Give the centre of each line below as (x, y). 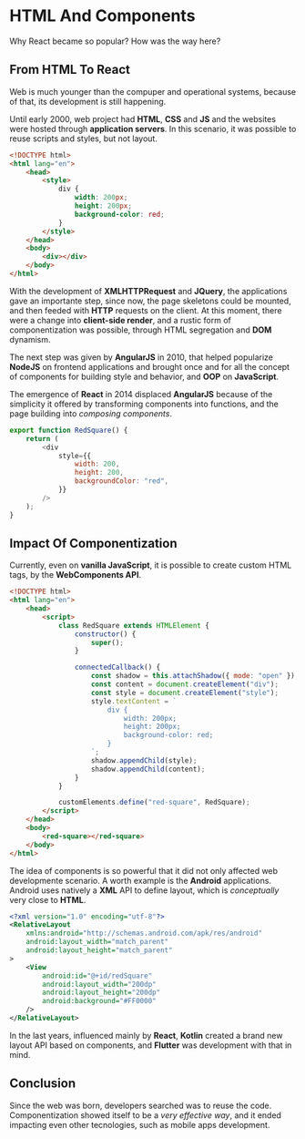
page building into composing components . (91, 413)
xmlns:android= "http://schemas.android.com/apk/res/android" (144, 934)
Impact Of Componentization (93, 543)
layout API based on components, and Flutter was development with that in (151, 1045)
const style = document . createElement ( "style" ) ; (185, 693)
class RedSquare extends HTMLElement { (133, 625)
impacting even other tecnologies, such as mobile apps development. (140, 1124)
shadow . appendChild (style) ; (144, 760)
